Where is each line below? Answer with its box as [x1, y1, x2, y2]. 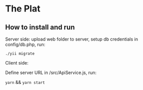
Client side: [5, 60, 29, 65]
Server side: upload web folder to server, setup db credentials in [5, 36, 138, 42]
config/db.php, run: [5, 41, 46, 47]
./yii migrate [5, 51, 35, 56]
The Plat [5, 3, 41, 14]
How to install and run [5, 23, 75, 31]
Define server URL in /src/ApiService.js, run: [5, 69, 97, 75]
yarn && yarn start [5, 79, 45, 85]
